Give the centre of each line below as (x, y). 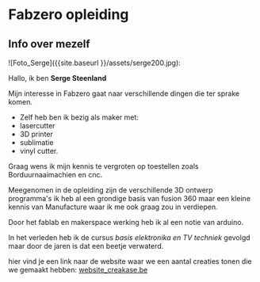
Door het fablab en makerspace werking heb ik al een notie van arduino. (126, 222)
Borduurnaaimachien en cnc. (55, 175)
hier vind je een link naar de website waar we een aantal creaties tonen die (130, 261)
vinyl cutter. (39, 151)
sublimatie (36, 143)
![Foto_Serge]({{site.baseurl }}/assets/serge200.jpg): (94, 63)
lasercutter (37, 126)
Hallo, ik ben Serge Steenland (57, 78)
